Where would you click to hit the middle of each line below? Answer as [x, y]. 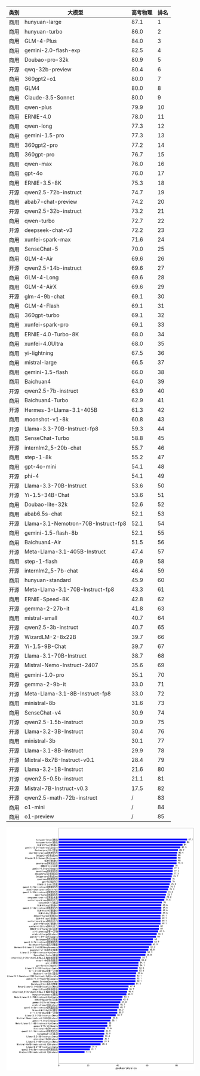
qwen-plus [38, 107]
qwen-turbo [40, 221]
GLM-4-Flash [42, 306]
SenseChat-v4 [43, 712]
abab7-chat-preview [51, 202]
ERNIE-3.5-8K [43, 183]
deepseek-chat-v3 [49, 230]
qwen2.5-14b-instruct [53, 268]
